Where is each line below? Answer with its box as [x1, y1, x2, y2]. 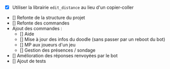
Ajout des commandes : [12, 26, 62, 32]
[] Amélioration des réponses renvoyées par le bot [12, 53, 118, 59]
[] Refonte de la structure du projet [12, 15, 85, 21]
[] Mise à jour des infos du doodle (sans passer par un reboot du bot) [19, 36, 165, 42]
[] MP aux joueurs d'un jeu [19, 42, 76, 48]
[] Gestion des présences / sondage [19, 47, 95, 53]
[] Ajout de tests [12, 58, 46, 64]
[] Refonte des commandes [12, 20, 70, 26]
